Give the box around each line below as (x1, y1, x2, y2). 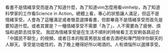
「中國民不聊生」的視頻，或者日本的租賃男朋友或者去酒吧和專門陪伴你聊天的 (5, 35, 163, 41)
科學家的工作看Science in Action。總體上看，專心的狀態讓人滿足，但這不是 (5, 10, 159, 16)
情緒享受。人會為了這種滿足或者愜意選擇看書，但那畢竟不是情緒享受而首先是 (5, 17, 163, 22)
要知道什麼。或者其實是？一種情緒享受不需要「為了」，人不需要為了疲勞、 (5, 23, 156, 29)
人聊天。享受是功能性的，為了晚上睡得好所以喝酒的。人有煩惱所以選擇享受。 (5, 42, 163, 47)
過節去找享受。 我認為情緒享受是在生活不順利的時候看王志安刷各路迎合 (13, 29, 160, 35)
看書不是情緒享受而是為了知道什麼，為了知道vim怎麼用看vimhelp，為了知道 (5, 4, 160, 10)
